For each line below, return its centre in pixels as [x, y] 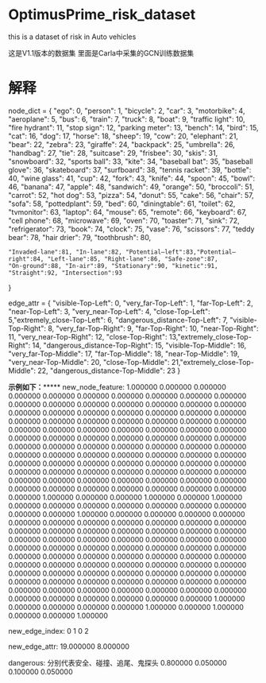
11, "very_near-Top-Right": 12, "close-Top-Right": [88, 336]
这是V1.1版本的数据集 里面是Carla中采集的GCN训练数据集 [101, 52]
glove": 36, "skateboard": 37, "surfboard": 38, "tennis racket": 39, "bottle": [130, 169]
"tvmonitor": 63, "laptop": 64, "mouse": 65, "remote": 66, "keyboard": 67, [128, 211]
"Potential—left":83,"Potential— [181, 252]
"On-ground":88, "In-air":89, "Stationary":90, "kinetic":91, [113, 266]
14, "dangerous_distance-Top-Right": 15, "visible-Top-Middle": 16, [139, 345]
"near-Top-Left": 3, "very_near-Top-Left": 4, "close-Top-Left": [109, 311]
